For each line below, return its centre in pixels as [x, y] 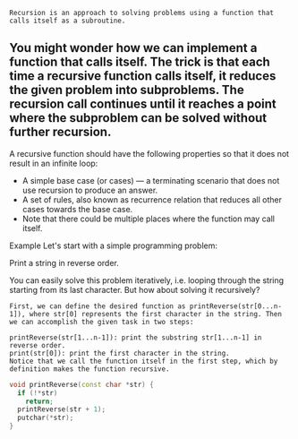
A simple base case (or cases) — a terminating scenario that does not [151, 180]
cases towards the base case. [77, 209]
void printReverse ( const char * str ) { [81, 384]
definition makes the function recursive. [89, 369]
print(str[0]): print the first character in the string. [119, 353]
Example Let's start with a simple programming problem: [113, 245]
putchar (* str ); [46, 418]
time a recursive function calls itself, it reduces [143, 76]
